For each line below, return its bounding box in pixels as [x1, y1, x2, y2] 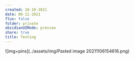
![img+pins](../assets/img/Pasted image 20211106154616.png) [5, 48, 130, 54]
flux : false [5, 16, 29, 21]
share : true [5, 30, 29, 35]
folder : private [5, 21, 38, 26]
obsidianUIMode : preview [5, 26, 56, 30]
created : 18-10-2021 [5, 7, 48, 12]
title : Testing [5, 35, 36, 40]
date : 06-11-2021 [5, 12, 41, 17]
